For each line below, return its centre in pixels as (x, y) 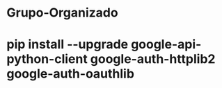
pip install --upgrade (68, 45)
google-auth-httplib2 (153, 59)
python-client (47, 59)
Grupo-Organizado (63, 13)
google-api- (166, 45)
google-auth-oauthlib (71, 74)
